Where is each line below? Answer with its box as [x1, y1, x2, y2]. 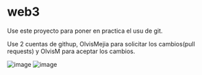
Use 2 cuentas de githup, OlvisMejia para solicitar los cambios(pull [7, 40, 195, 48]
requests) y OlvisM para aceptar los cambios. [7, 47, 136, 55]
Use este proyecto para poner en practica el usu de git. [7, 27, 163, 35]
